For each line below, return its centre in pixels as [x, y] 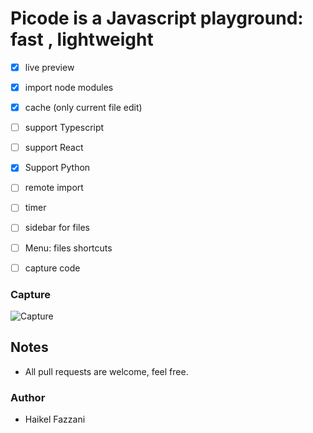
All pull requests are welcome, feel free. [106, 371]
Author [28, 397]
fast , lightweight [82, 39]
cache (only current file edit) [83, 108]
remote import [54, 188]
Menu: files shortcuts [68, 248]
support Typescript [64, 128]
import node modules [69, 87]
